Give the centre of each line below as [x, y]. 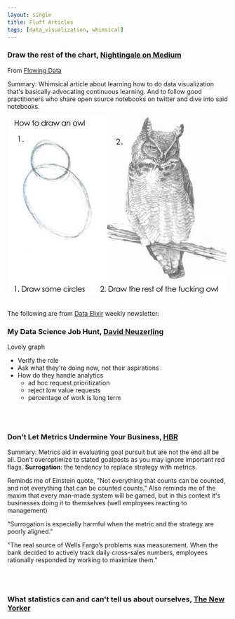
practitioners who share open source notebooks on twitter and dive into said [117, 99]
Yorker [19, 608]
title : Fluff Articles [40, 22]
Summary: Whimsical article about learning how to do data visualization [110, 84]
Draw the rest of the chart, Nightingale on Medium [94, 55]
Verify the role [38, 360]
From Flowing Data [34, 70]
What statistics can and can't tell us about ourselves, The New [116, 599]
